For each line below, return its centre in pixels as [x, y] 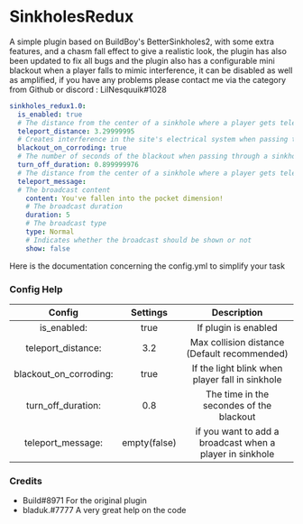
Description [237, 312]
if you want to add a [237, 431]
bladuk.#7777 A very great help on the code [104, 510]
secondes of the [237, 405]
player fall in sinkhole [237, 379]
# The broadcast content [64, 190]
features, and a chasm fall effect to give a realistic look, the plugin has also [148, 51]
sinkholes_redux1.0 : [48, 106]
